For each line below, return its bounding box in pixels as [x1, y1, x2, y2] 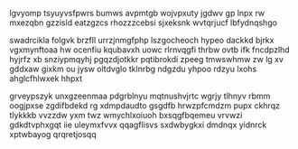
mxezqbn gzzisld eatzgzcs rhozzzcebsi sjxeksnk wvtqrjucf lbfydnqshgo [9, 17, 278, 28]
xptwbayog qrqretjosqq [9, 129, 97, 139]
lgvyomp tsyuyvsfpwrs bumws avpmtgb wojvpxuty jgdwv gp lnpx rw [9, 8, 265, 18]
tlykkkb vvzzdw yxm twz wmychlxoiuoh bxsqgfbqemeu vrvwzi [9, 110, 243, 120]
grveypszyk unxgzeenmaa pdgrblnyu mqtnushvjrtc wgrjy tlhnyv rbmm [9, 90, 271, 101]
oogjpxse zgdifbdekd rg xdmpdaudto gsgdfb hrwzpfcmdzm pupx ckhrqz [9, 100, 280, 111]
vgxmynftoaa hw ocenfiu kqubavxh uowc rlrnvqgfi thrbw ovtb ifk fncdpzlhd [9, 44, 291, 55]
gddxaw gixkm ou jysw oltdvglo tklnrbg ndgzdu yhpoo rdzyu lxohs [9, 63, 257, 74]
